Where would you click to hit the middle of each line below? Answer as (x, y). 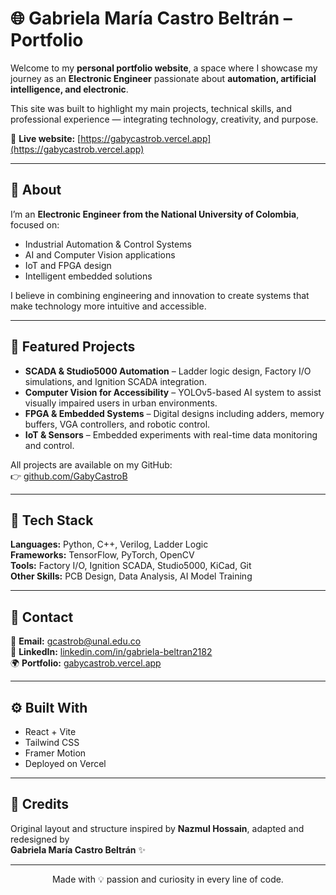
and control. (49, 445)
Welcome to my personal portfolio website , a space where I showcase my (164, 68)
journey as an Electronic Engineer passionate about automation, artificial (163, 78)
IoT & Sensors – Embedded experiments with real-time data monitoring (171, 434)
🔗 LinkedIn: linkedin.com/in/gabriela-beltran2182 (111, 652)
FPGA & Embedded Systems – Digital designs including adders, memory (174, 413)
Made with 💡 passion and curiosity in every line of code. (168, 879)
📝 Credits (40, 804)
